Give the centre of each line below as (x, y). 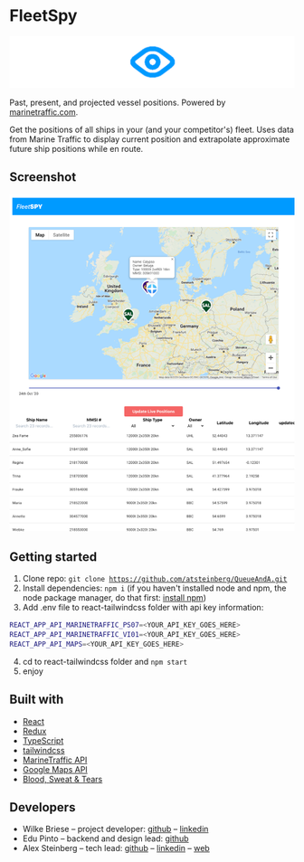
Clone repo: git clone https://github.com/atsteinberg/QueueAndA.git (155, 579)
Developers (43, 807)
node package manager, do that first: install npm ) (114, 598)
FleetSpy (43, 16)
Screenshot (43, 177)
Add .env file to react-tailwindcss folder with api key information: (143, 608)
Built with (37, 700)
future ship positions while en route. (76, 148)
